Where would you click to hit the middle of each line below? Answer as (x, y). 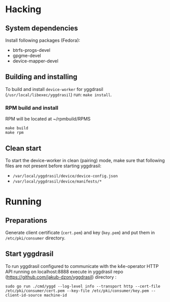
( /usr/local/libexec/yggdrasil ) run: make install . (59, 95)
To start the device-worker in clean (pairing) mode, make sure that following (85, 160)
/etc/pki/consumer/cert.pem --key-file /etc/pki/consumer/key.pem (77, 291)
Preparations (26, 220)
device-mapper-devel (35, 61)
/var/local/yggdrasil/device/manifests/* (57, 182)
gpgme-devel (27, 55)
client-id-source (24, 295)
